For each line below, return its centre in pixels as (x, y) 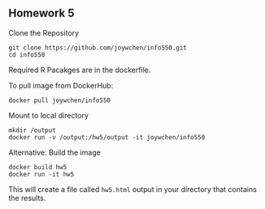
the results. (27, 198)
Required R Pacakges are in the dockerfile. (80, 70)
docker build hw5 (38, 167)
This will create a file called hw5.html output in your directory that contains (133, 189)
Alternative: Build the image (55, 152)
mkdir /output (33, 130)
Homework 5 (41, 13)
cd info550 (27, 55)
